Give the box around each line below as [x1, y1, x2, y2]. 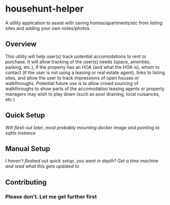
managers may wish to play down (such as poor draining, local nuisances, [5, 91, 160, 97]
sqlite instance [5, 130, 36, 136]
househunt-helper [5, 3, 84, 15]
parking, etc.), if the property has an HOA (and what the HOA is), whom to [5, 64, 160, 70]
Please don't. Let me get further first [5, 193, 97, 200]
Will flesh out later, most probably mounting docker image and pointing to [5, 125, 160, 131]
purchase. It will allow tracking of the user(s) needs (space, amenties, [5, 59, 151, 65]
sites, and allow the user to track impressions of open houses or [5, 74, 140, 81]
